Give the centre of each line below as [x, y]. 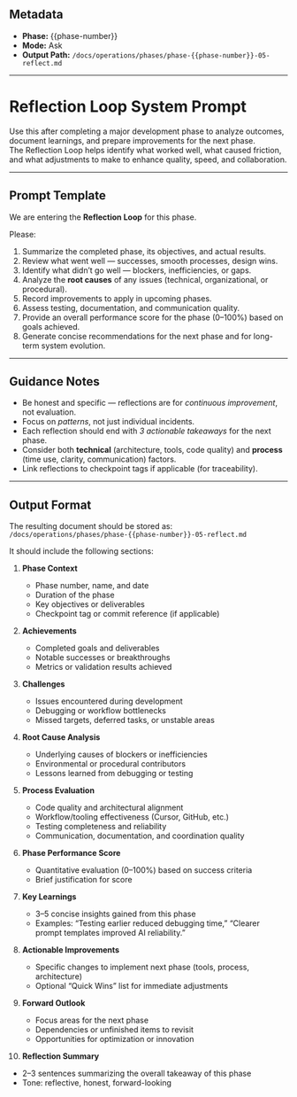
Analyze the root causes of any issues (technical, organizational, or [145, 279]
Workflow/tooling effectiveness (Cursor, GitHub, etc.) [132, 817]
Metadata [36, 15]
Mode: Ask [42, 45]
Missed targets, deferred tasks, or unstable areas [125, 720]
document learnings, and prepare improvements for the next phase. [133, 140]
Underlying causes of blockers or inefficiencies [121, 755]
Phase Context [49, 568]
